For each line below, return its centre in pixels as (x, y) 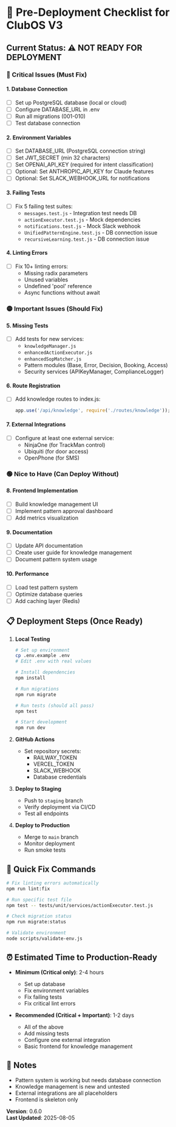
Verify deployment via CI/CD (60, 807)
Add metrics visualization (47, 518)
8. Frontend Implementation (42, 491)
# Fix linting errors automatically (52, 883)
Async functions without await (62, 292)
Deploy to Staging (38, 789)
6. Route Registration (33, 385)
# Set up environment (42, 650)
